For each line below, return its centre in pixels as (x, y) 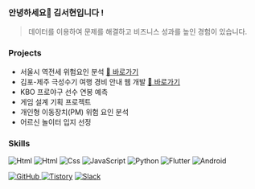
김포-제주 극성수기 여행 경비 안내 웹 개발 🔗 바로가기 (100, 81)
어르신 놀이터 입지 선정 (56, 121)
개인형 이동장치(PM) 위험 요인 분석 (74, 112)
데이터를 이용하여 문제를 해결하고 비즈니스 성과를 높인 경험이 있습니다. (138, 32)
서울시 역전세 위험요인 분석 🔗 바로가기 (79, 72)
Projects (25, 53)
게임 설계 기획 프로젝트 (56, 101)
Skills (19, 143)
